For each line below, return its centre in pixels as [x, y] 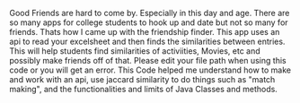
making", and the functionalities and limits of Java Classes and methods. [144, 89]
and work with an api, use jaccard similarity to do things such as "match [142, 79]
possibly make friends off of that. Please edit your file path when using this [148, 60]
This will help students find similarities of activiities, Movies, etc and [135, 51]
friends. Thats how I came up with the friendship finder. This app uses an [145, 32]
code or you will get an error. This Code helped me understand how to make [150, 70]
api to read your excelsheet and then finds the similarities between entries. [147, 41]
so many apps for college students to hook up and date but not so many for [149, 22]
